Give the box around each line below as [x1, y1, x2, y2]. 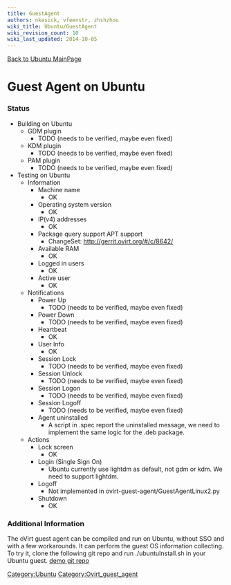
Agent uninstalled [37, 413, 89, 422]
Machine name [37, 185, 81, 194]
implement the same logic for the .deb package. [48, 428, 185, 436]
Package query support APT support [37, 230, 143, 238]
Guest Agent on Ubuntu [7, 79, 145, 95]
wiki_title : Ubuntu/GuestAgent [7, 23, 98, 30]
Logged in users [37, 259, 84, 267]
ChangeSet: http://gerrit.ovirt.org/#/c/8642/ [48, 236, 174, 245]
